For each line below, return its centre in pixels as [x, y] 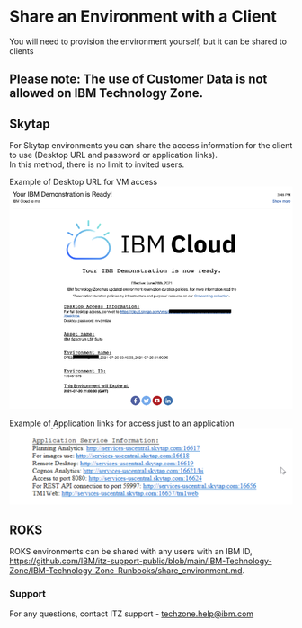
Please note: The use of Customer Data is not [138, 80]
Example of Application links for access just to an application [122, 423]
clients [22, 50]
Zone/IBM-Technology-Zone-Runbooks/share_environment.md [126, 571]
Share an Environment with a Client [143, 17]
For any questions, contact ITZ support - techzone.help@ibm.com [132, 614]
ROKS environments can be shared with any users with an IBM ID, [131, 552]
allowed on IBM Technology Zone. [107, 93]
